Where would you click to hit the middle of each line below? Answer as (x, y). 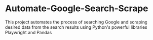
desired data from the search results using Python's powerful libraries (76, 27)
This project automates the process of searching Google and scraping (76, 22)
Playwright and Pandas (29, 32)
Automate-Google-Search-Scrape (77, 9)
